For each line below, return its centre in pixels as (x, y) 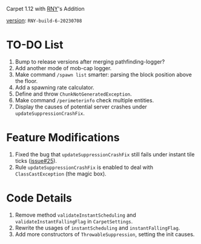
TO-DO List (35, 45)
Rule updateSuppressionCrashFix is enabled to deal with (84, 167)
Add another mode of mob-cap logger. (63, 68)
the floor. (26, 81)
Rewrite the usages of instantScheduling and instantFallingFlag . (97, 228)
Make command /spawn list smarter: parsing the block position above (103, 74)
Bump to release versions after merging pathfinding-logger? (90, 61)
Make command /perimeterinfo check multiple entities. (84, 100)
